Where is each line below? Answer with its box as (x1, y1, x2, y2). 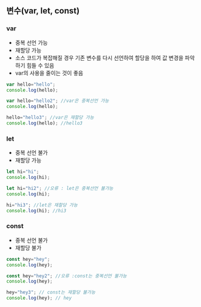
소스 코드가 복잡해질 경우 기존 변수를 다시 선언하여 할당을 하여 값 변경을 (15, 54, 184, 61)
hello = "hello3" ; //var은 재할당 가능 (6, 115, 94, 121)
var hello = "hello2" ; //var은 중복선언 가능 (6, 98, 109, 104)
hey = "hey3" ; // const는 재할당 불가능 (6, 289, 96, 295)
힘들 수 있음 (26, 61, 55, 69)
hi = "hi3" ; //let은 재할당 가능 (6, 202, 78, 208)
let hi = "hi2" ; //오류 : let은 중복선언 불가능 (6, 185, 114, 191)
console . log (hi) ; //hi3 (6, 207, 67, 214)
